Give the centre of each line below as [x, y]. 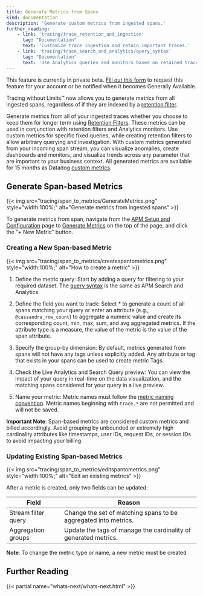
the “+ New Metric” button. [40, 232]
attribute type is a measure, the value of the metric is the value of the [101, 329]
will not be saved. [37, 410]
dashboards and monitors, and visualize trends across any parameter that [98, 154]
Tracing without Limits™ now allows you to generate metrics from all [91, 98]
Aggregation [27, 530]
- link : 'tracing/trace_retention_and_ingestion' [81, 34]
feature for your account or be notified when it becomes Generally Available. [101, 86]
